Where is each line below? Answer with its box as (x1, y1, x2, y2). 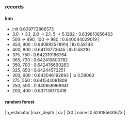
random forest (5, 99, 35, 105)
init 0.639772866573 (12, 26, 54, 32)
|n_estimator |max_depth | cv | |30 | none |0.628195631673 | (5, 110, 126, 116)
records (5, 3, 24, 10)
